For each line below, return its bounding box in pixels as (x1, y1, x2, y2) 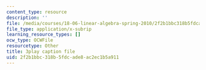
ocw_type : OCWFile (6, 37, 53, 43)
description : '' (6, 15, 48, 21)
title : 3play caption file (6, 49, 75, 55)
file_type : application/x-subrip (6, 26, 92, 32)
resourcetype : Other (6, 43, 59, 49)
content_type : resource (6, 9, 67, 15)
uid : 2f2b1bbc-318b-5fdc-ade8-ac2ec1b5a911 (6, 54, 120, 60)
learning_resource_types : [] (6, 32, 81, 38)
